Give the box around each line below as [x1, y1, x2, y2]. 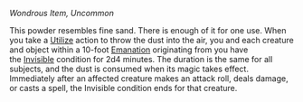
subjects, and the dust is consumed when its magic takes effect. [9, 63, 249, 74]
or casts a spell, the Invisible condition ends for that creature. [9, 83, 238, 93]
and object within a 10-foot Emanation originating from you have [9, 44, 249, 55]
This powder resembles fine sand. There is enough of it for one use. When [9, 25, 287, 35]
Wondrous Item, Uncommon [9, 8, 115, 18]
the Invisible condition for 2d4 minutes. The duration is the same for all [9, 54, 273, 64]
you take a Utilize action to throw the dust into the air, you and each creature [9, 35, 294, 45]
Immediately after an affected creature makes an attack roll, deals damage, [9, 73, 289, 84]
